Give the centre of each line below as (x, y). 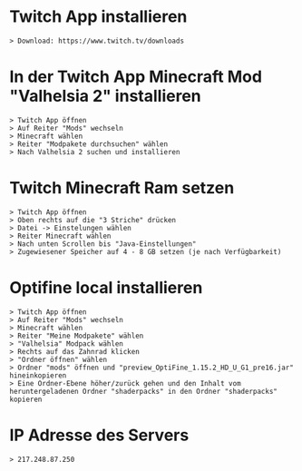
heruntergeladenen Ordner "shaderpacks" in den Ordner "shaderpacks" (144, 391)
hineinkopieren (38, 375)
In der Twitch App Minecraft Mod (136, 77)
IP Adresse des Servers (99, 435)
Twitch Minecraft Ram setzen (122, 188)
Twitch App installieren (98, 17)
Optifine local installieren (106, 288)
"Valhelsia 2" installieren (105, 96)
